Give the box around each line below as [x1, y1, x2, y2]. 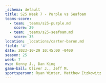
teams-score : [5, 16, 32, 21]
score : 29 [14, 25, 34, 30]
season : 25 [5, 52, 27, 58]
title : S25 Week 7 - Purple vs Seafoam [5, 12, 86, 17]
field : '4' [5, 43, 27, 48]
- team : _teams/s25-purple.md [9, 21, 71, 26]
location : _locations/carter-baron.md [5, 39, 84, 44]
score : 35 [14, 35, 34, 40]
